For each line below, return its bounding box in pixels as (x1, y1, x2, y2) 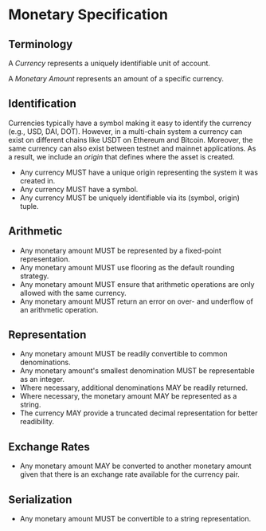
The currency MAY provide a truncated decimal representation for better (19, 408, 258, 418)
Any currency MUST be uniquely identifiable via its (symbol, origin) (19, 193, 241, 203)
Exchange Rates (8, 440, 90, 454)
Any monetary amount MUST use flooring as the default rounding (19, 262, 235, 272)
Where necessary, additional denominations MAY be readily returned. (19, 383, 248, 392)
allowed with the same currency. (19, 288, 127, 297)
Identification (8, 97, 77, 111)
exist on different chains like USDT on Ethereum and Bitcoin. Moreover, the (8, 135, 253, 144)
